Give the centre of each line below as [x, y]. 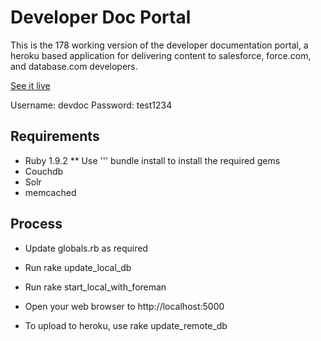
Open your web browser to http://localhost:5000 [124, 306]
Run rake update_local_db [78, 267]
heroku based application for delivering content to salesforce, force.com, [161, 55]
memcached [50, 192]
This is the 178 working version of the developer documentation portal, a [159, 45]
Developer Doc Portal [101, 17]
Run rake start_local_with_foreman [95, 287]
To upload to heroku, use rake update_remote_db [126, 325]
